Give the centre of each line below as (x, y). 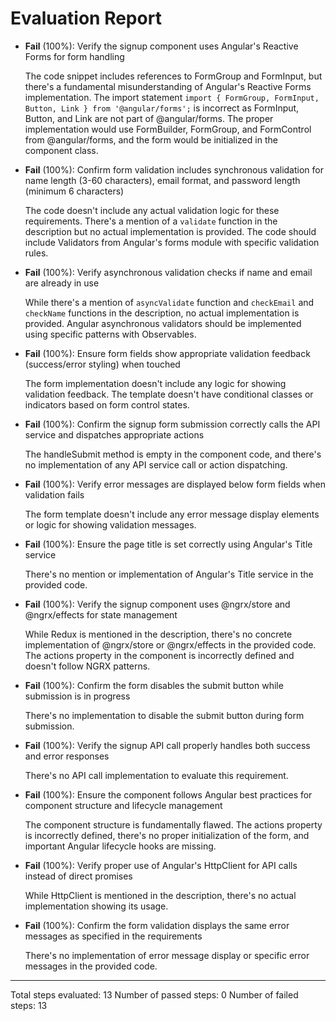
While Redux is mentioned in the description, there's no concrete (158, 634)
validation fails (54, 494)
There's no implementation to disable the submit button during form (164, 715)
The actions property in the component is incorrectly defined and (159, 655)
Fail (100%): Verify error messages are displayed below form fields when (175, 484)
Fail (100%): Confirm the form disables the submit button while (154, 685)
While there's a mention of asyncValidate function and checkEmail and (169, 302)
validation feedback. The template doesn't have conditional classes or (169, 394)
